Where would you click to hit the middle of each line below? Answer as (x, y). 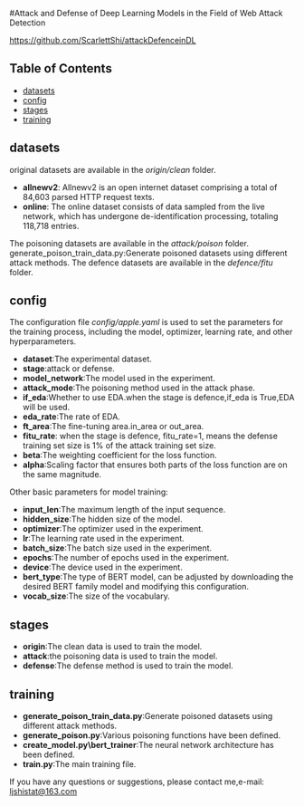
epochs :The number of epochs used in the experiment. (126, 558)
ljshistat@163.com (43, 792)
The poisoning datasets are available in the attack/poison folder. (129, 243)
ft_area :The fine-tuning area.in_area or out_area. (113, 427)
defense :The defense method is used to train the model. (128, 666)
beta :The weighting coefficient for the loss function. (119, 456)
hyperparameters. (43, 341)
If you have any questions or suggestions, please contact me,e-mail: (137, 782)
